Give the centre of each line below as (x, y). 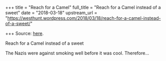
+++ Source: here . (25, 33)
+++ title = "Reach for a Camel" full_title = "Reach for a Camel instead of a (83, 7)
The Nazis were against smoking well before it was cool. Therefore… (77, 53)
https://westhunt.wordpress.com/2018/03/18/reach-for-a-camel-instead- (84, 18)
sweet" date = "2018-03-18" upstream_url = (51, 13)
